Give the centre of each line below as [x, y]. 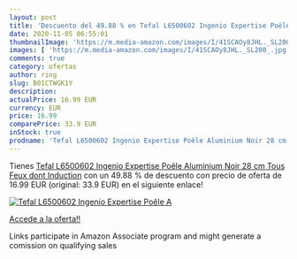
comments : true [37, 58]
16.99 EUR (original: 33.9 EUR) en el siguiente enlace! [106, 184]
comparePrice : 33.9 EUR [53, 125]
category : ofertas [43, 67]
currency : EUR [35, 108]
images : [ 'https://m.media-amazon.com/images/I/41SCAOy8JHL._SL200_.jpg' [150, 50]
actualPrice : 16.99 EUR [53, 99]
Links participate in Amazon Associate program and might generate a [135, 236]
